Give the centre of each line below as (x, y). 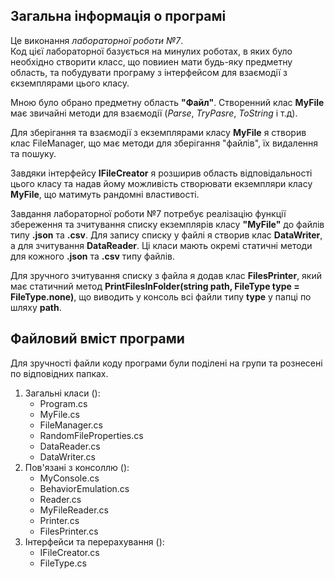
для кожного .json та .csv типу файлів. (92, 256)
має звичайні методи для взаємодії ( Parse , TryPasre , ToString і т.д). (154, 113)
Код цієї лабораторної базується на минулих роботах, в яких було (151, 51)
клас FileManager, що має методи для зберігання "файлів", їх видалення (164, 143)
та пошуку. (33, 153)
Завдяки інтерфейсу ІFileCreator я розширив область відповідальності (161, 173)
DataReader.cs (70, 446)
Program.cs (63, 403)
